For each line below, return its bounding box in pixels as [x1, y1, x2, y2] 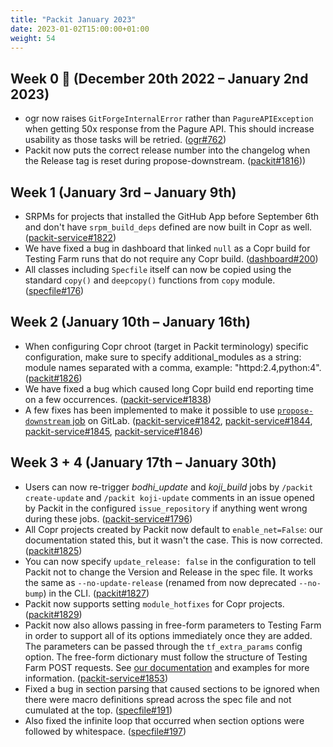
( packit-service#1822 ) [24, 232, 117, 243]
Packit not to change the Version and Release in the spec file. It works [24, 566, 313, 578]
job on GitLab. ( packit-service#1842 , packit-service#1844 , [72, 414, 313, 426]
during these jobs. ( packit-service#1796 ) [24, 512, 193, 525]
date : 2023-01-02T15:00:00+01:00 [10, 24, 150, 34]
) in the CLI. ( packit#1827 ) [43, 587, 150, 599]
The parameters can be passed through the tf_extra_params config [24, 640, 303, 652]
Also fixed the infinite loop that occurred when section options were [24, 714, 305, 726]
